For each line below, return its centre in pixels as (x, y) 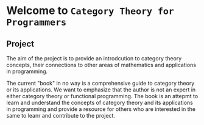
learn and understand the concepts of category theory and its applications (100, 102)
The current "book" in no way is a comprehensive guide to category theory (100, 83)
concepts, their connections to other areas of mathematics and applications (101, 65)
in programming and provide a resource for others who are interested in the (101, 109)
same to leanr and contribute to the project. (61, 116)
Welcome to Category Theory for (90, 11)
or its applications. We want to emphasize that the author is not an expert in (101, 90)
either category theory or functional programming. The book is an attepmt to (102, 96)
